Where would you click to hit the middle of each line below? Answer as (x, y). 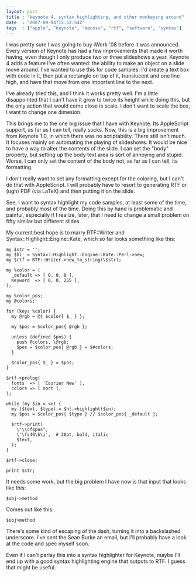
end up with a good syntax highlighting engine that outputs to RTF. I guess (96, 561)
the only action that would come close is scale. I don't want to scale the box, (98, 106)
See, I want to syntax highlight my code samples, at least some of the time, (96, 203)
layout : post (22, 11)
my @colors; (20, 301)
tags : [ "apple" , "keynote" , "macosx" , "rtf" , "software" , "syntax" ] (94, 28)
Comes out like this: (30, 509)
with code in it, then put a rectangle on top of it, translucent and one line (93, 76)
